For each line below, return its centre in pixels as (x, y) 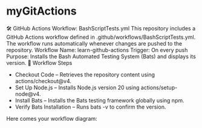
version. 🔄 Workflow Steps (39, 62)
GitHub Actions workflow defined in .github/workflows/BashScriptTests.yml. (101, 37)
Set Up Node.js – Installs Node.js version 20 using (77, 87)
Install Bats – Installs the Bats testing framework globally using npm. (99, 100)
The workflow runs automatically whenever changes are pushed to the (94, 43)
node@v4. (28, 94)
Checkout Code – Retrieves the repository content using (85, 75)
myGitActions (41, 11)
